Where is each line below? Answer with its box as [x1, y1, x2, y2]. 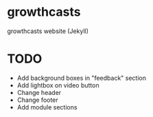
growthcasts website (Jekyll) [7, 27, 89, 35]
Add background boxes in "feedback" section [16, 74, 146, 82]
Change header [16, 88, 62, 96]
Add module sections [16, 103, 78, 111]
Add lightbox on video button [16, 81, 99, 89]
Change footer [16, 96, 58, 104]
